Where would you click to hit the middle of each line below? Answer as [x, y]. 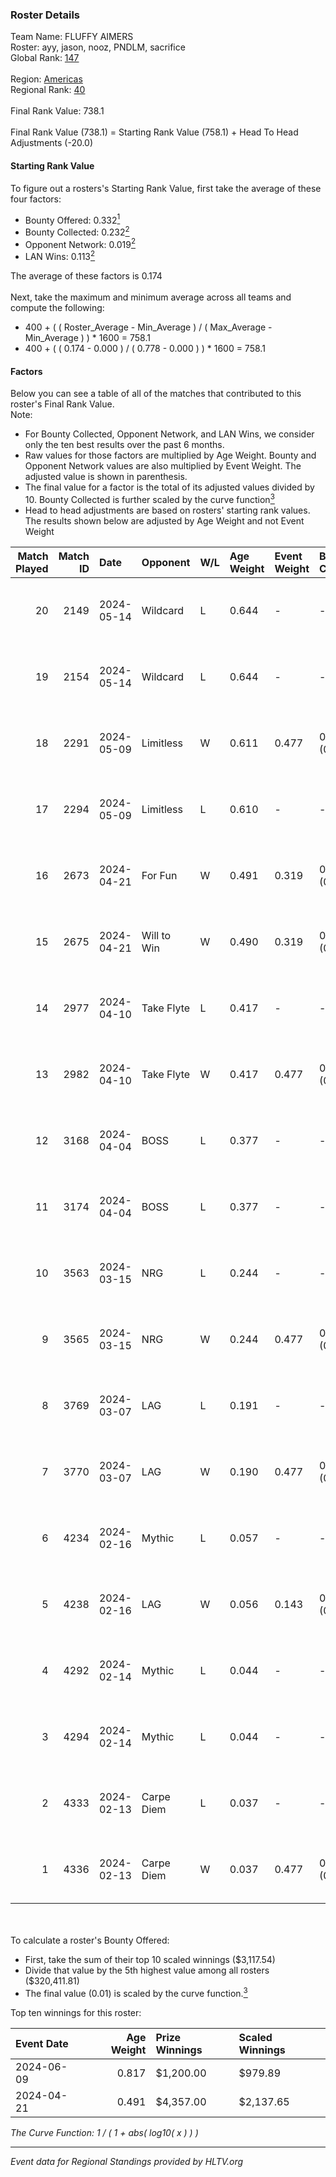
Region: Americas [46, 79]
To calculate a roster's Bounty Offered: [90, 1940]
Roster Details [45, 15]
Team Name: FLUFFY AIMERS [72, 37]
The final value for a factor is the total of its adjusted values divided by [169, 487]
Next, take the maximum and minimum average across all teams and [151, 297]
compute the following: [57, 308]
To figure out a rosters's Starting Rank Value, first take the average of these [166, 188]
